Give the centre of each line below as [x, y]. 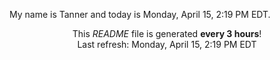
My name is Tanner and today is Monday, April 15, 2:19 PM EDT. [140, 14]
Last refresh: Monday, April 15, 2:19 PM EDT [167, 44]
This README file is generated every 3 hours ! [167, 33]
